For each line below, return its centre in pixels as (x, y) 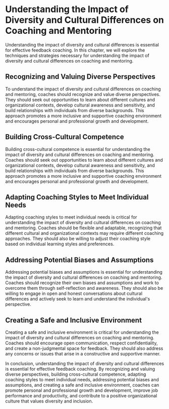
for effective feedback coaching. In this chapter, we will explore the (75, 50)
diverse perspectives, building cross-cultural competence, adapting (76, 374)
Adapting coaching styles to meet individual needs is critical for (71, 217)
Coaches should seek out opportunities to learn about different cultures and (84, 160)
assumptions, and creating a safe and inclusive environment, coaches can (82, 385)
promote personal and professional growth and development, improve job (81, 390)
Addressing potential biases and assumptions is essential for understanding (84, 272)
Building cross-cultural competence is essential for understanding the (78, 149)
